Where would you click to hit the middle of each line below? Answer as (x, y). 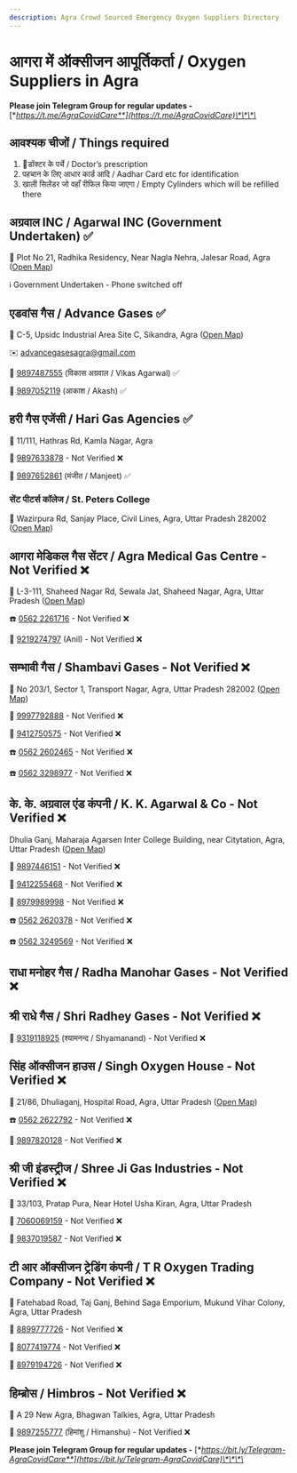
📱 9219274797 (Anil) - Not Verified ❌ (76, 639)
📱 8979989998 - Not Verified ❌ (66, 901)
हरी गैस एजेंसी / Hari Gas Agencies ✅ (101, 419)
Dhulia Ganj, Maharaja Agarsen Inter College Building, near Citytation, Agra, (147, 839)
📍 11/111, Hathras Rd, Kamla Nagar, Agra (81, 440)
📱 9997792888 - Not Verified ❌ (66, 716)
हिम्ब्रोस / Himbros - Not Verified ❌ (98, 1393)
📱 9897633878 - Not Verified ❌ (66, 458)
